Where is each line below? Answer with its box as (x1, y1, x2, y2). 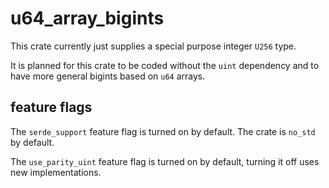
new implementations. (10, 166, 102, 178)
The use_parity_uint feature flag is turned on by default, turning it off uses (10, 155, 320, 167)
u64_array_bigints (10, 7, 165, 30)
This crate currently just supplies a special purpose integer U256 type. (10, 40, 297, 52)
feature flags (10, 99, 93, 116)
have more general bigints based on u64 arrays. (10, 70, 206, 82)
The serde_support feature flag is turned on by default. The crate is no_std (10, 125, 316, 137)
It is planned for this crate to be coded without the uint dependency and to (10, 59, 320, 71)
